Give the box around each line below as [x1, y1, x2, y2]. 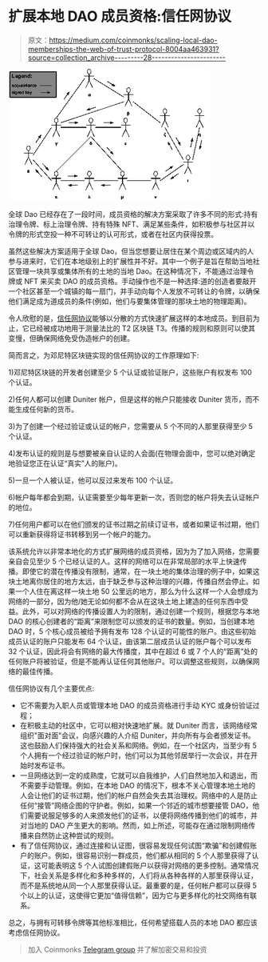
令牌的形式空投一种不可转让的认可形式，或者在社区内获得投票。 [8, 229, 218, 238]
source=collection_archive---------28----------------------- [27, 53, 226, 62]
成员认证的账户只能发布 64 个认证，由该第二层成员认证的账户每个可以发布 [8, 636, 252, 646]
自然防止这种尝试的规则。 [33, 830, 118, 840]
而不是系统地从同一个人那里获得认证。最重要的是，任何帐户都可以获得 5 [19, 880, 258, 890]
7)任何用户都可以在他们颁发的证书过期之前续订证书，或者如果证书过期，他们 [8, 519, 260, 529]
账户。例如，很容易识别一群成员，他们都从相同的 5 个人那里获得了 [33, 850, 252, 860]
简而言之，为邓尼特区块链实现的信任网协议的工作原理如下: [8, 350, 199, 360]
